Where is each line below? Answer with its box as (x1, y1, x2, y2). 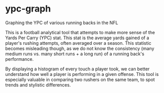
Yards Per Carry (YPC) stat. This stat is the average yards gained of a (5, 35, 149, 41)
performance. (5, 56, 34, 62)
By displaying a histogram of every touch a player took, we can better (5, 66, 150, 72)
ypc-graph (5, 3, 51, 15)
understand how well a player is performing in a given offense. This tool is (5, 71, 159, 77)
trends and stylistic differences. (5, 81, 71, 88)
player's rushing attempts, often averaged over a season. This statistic (5, 40, 151, 46)
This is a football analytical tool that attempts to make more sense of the (5, 29, 155, 35)
